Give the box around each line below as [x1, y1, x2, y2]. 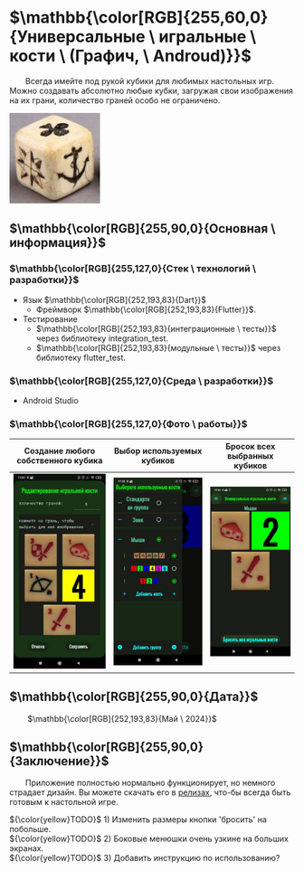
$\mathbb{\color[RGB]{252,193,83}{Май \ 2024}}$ [26, 713, 217, 724]
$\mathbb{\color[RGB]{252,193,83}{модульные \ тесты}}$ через [35, 342, 281, 353]
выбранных [227, 450, 274, 461]
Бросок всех [225, 441, 276, 451]
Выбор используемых [113, 446, 203, 457]
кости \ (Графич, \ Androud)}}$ [9, 46, 252, 66]
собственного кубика [16, 455, 103, 466]
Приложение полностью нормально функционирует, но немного [25, 777, 276, 789]
